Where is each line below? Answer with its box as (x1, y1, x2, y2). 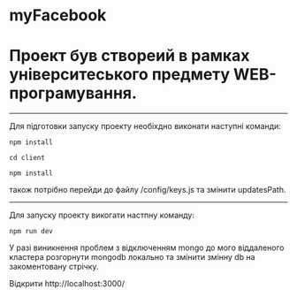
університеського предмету (9, 65, 231, 85)
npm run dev (9, 227, 53, 236)
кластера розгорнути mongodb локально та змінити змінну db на (9, 252, 255, 263)
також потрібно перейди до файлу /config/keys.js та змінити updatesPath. (9, 185, 286, 195)
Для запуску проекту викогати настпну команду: (9, 209, 194, 221)
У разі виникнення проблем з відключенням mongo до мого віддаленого (9, 242, 285, 253)
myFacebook (9, 5, 107, 26)
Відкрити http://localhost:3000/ (9, 278, 126, 289)
